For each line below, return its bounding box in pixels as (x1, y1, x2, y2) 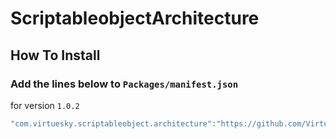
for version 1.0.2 (10, 99, 80, 111)
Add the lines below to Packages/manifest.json (10, 77, 239, 91)
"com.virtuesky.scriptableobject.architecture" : (10, 118, 217, 129)
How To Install (10, 47, 101, 64)
